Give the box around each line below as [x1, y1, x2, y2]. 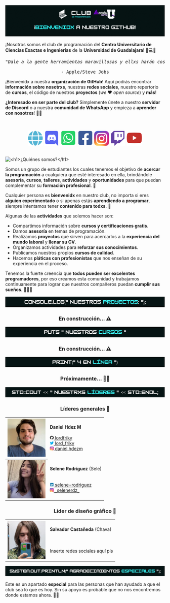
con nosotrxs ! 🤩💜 [5, 110, 42, 116]
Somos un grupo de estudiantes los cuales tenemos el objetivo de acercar [5, 166, 161, 172]
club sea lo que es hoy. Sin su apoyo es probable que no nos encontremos [5, 587, 161, 593]
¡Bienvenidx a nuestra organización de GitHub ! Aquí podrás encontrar [5, 79, 152, 85]
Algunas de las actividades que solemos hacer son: [5, 213, 114, 219]
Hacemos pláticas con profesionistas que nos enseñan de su [12, 255, 143, 261]
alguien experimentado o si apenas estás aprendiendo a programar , [5, 198, 150, 204]
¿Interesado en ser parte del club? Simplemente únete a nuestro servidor [5, 99, 160, 106]
